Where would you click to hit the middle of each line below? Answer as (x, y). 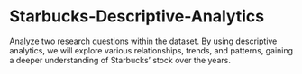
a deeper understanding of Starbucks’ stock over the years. (120, 60)
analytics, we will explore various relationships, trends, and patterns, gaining (151, 50)
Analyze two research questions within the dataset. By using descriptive (143, 41)
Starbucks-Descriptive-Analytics (137, 16)
